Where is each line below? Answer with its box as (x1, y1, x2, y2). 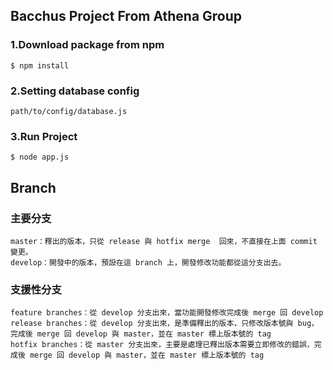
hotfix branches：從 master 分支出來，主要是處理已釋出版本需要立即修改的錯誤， (10, 340, 315, 350)
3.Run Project (10, 129, 78, 143)
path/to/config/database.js (10, 106, 128, 116)
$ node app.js (10, 152, 70, 163)
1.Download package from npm (10, 38, 165, 52)
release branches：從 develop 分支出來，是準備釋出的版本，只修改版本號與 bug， (10, 319, 319, 329)
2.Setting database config (10, 84, 140, 98)
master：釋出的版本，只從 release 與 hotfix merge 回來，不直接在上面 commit (10, 236, 318, 246)
